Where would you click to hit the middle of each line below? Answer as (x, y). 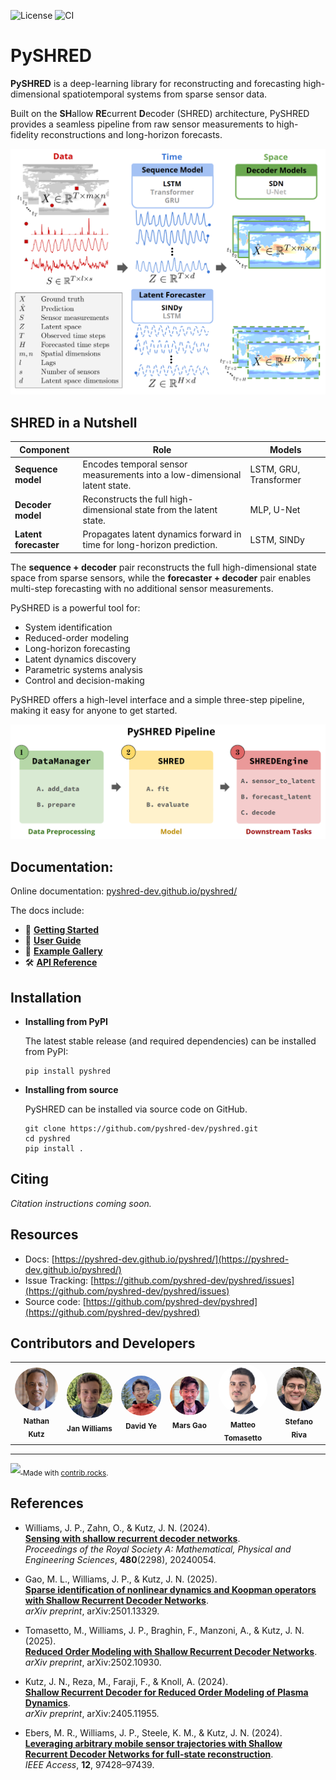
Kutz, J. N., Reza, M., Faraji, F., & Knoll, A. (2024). (126, 1681)
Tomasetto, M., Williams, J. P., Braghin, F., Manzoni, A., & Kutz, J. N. (164, 1630)
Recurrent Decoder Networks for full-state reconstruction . (149, 1754)
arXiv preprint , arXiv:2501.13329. (92, 1611)
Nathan (36, 1421)
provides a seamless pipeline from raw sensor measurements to (142, 124)
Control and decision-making (84, 680)
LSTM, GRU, (275, 469)
